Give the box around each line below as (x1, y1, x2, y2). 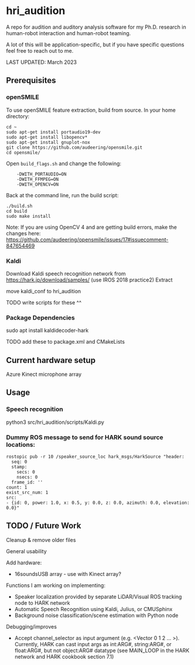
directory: (6, 112, 30, 119)
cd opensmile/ (6, 149, 41, 156)
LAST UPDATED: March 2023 (6, 59, 77, 66)
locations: (6, 440, 36, 448)
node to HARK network (14, 599, 70, 606)
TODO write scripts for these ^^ (6, 299, 82, 306)
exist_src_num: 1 (6, 490, 49, 496)
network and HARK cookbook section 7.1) (14, 653, 114, 660)
